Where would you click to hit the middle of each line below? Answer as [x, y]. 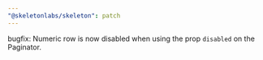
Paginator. [25, 47]
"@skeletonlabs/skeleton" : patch [64, 16]
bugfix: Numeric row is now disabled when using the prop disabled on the [131, 38]
